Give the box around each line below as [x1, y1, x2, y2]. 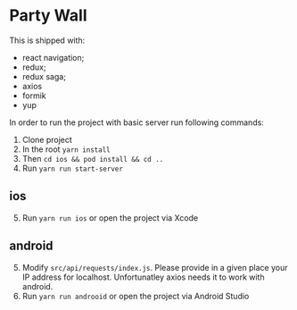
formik [21, 90, 46, 101]
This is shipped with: [9, 35, 86, 46]
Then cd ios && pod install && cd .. [21, 153, 164, 163]
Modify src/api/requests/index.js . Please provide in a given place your [21, 262, 288, 272]
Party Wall [9, 5, 87, 26]
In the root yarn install [21, 144, 111, 155]
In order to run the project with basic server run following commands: [9, 117, 265, 128]
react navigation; [21, 52, 85, 63]
